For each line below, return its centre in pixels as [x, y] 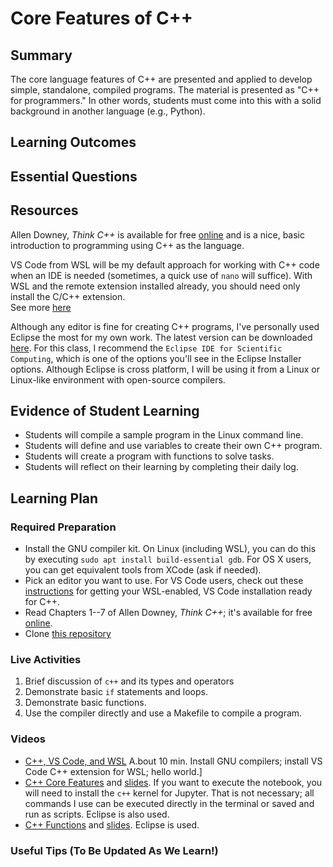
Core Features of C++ [101, 18]
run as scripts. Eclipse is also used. [97, 814]
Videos [28, 739]
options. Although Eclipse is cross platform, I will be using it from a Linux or [165, 369]
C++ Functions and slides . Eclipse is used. [112, 824]
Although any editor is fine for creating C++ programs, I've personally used [165, 326]
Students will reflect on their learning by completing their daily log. [161, 467]
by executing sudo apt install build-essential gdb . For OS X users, [168, 559]
